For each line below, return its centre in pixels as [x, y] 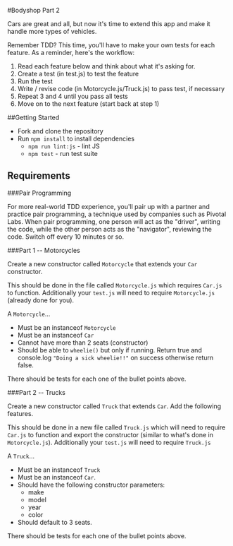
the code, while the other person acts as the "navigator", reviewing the [110, 229]
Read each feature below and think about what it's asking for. [106, 66]
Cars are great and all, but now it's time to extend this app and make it [109, 24]
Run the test [35, 81]
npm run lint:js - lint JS [64, 146]
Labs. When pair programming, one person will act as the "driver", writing [114, 221]
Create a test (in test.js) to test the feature [78, 74]
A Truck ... [21, 456]
